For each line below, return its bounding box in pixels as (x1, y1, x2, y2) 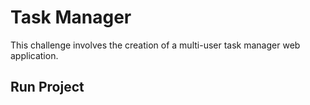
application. (10, 49, 59, 61)
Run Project (10, 79, 85, 96)
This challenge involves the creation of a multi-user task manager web (10, 39, 301, 51)
